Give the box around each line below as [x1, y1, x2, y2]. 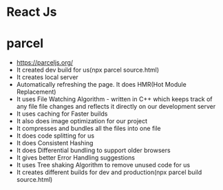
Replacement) [16, 87, 56, 96]
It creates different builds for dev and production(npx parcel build [16, 168, 202, 176]
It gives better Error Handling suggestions [16, 154, 136, 162]
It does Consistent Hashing [16, 139, 94, 147]
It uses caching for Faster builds [16, 109, 108, 118]
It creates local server [16, 73, 78, 81]
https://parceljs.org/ [16, 59, 74, 67]
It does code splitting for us [16, 131, 94, 140]
